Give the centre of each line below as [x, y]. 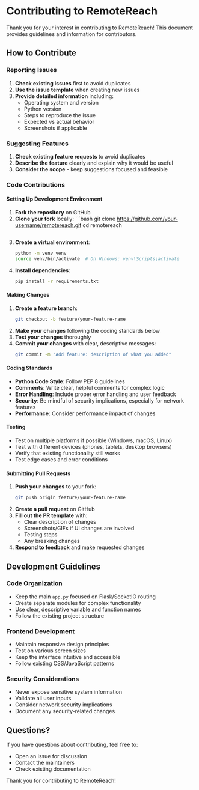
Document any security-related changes [65, 711]
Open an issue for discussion [51, 756]
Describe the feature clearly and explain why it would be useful [94, 163]
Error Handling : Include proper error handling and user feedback [95, 394]
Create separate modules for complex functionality [78, 603]
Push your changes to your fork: [56, 487]
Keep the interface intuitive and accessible [68, 657]
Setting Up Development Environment [54, 199]
